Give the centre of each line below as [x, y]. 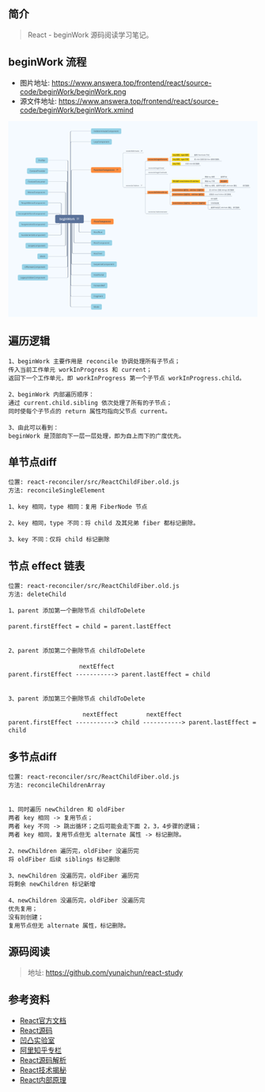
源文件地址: [38, 100]
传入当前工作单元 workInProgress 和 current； [80, 370]
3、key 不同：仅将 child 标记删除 [59, 540]
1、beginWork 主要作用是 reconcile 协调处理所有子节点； [94, 361]
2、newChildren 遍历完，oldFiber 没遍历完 [74, 851]
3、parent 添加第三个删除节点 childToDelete [77, 699]
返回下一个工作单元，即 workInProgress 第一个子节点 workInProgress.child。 [127, 378]
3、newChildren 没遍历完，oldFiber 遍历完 [74, 876]
